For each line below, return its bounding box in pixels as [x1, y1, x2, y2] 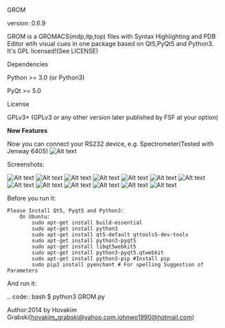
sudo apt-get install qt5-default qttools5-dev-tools [32, 231, 189, 238]
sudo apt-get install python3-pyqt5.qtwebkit [32, 249, 165, 256]
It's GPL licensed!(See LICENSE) [7, 47, 99, 55]
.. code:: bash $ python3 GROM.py [7, 292, 105, 301]
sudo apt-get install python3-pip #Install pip [32, 255, 170, 262]
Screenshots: [7, 160, 45, 168]
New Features [7, 127, 48, 134]
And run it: [7, 279, 37, 287]
